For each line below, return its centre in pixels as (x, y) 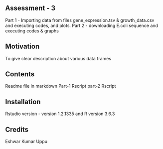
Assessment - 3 (30, 8)
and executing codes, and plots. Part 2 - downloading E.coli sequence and (82, 25)
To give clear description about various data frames (58, 58)
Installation (23, 102)
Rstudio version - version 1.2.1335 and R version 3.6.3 (60, 114)
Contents (20, 74)
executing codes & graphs (32, 31)
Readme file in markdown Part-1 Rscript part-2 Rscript (61, 86)
